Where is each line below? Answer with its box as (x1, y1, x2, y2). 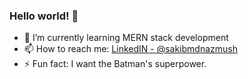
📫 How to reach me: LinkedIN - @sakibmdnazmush (23, 43, 238, 55)
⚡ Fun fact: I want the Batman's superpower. (23, 58, 207, 70)
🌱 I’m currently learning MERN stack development (23, 32, 229, 44)
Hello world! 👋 (9, 9, 79, 23)
